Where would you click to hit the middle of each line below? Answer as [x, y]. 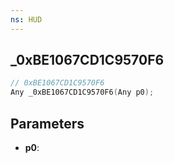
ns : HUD [26, 19]
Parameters [47, 123]
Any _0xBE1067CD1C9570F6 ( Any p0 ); [82, 92]
